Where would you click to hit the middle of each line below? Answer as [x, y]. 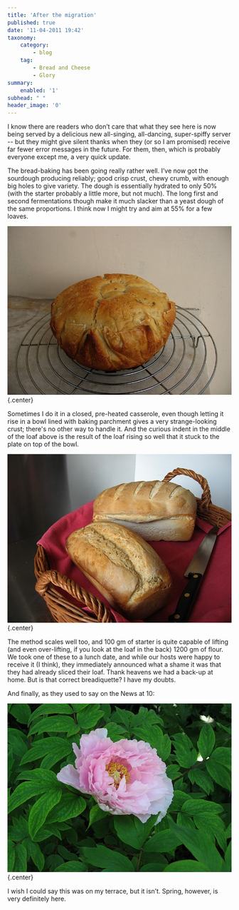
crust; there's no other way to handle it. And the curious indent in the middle [119, 429]
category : [35, 45]
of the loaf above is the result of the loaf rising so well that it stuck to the [113, 437]
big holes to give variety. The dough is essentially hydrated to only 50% [112, 186]
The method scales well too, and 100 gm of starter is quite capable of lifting [118, 642]
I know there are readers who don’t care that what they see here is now [112, 127]
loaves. [18, 216]
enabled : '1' [39, 90]
